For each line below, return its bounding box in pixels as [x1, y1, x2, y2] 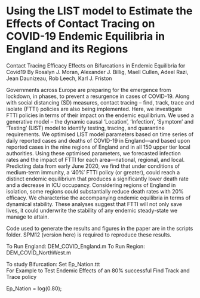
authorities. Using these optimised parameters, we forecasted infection [6, 149, 181, 156]
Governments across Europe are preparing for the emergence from [6, 86, 171, 93]
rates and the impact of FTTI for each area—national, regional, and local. [6, 156, 185, 163]
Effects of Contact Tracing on [6, 17, 155, 30]
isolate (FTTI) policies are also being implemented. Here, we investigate [6, 105, 183, 112]
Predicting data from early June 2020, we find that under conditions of [6, 162, 180, 170]
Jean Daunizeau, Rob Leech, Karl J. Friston [6, 75, 112, 82]
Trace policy [6, 273, 37, 280]
